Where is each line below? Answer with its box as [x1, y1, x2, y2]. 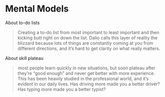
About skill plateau [5, 55, 44, 61]
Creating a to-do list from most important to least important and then [17, 29, 159, 35]
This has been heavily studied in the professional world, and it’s [17, 75, 149, 81]
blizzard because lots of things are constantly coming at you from [17, 40, 154, 46]
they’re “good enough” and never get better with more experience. [17, 70, 155, 76]
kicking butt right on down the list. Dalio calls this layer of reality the [17, 35, 158, 41]
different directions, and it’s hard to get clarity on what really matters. [17, 45, 160, 51]
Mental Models [5, 3, 69, 15]
